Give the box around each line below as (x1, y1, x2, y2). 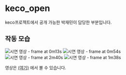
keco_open (5, 3, 50, 14)
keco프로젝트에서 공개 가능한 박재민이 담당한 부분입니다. (5, 19, 112, 25)
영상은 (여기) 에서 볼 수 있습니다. (5, 64, 66, 70)
